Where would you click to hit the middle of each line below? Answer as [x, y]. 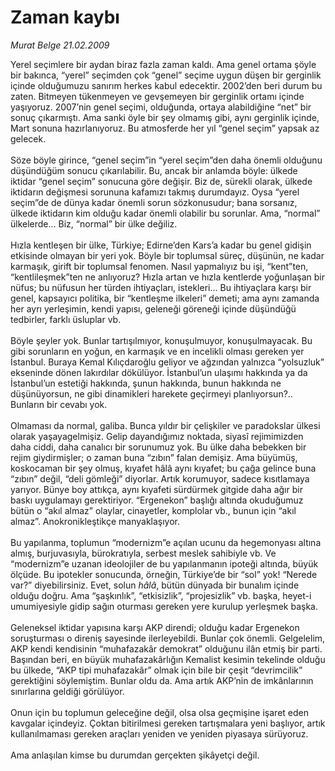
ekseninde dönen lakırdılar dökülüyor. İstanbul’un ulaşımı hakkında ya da [159, 372]
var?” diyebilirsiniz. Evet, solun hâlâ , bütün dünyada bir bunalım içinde [155, 585]
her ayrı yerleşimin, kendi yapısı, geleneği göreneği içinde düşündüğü [153, 308]
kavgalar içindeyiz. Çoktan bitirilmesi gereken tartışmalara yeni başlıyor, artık [168, 723]
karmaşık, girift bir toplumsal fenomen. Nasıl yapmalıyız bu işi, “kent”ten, [159, 266]
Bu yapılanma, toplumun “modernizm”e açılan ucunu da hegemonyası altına [166, 542]
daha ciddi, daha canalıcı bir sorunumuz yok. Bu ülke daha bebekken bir [158, 447]
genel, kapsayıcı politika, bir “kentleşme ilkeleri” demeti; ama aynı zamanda [165, 298]
